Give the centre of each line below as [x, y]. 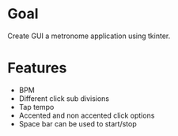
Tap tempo [36, 107]
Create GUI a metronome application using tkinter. [89, 36]
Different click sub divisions [64, 98]
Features [37, 68]
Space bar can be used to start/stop [78, 123]
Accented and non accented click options [87, 115]
